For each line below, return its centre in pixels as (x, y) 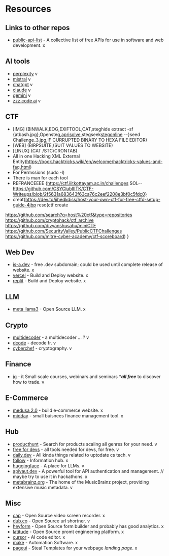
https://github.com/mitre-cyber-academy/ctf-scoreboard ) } (67, 236)
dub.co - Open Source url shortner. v (51, 521)
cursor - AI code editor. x (39, 537)
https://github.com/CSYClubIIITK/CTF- (53, 189)
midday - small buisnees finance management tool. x (68, 415)
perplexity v (25, 73)
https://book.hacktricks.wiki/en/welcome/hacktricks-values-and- (94, 162)
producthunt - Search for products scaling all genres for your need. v (85, 444)
